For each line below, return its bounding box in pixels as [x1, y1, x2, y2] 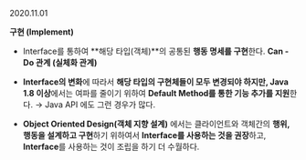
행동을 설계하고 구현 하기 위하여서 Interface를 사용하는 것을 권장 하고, [22, 130, 267, 140]
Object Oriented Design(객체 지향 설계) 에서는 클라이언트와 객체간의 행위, [22, 118, 290, 129]
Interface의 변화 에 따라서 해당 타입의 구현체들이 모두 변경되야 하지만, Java [22, 76, 290, 87]
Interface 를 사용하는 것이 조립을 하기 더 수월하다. [22, 141, 200, 152]
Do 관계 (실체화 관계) [22, 57, 98, 67]
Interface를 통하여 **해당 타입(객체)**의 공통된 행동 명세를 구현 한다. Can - [22, 45, 290, 56]
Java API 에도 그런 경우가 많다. [44, 99, 156, 110]
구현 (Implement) [9, 26, 75, 37]
